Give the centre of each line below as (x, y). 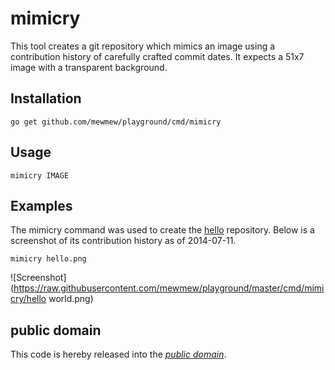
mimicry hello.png (48, 259)
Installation (46, 98)
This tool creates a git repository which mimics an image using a (143, 46)
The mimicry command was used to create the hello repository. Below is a (162, 230)
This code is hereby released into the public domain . (118, 354)
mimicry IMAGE (40, 175)
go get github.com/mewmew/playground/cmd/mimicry (116, 122)
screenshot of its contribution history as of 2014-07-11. (123, 241)
